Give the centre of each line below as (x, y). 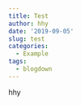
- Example (32, 54)
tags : (17, 62)
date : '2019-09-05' (41, 31)
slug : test (27, 39)
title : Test (28, 16)
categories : (28, 46)
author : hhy (28, 24)
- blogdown (34, 69)
